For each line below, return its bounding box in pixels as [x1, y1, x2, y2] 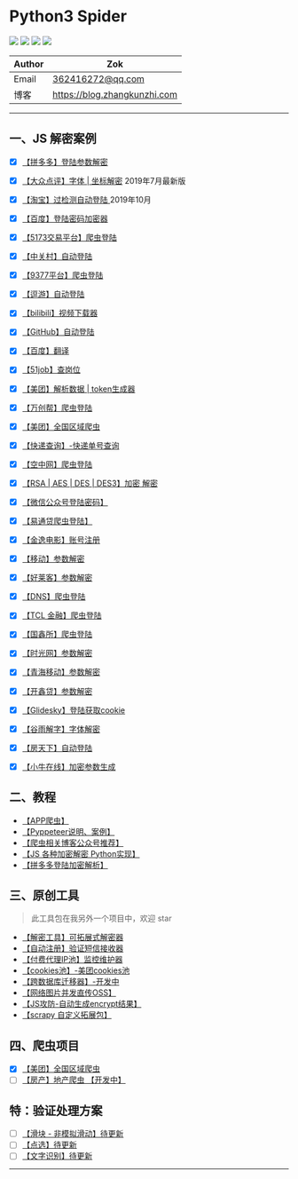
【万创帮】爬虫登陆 [21, 402, 93, 413]
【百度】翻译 [21, 345, 69, 356]
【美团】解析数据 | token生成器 [21, 384, 136, 394]
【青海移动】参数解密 [21, 667, 100, 677]
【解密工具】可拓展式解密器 [21, 932, 124, 943]
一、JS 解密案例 [9, 131, 97, 146]
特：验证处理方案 [9, 1103, 103, 1118]
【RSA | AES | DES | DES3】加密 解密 [21, 478, 158, 488]
